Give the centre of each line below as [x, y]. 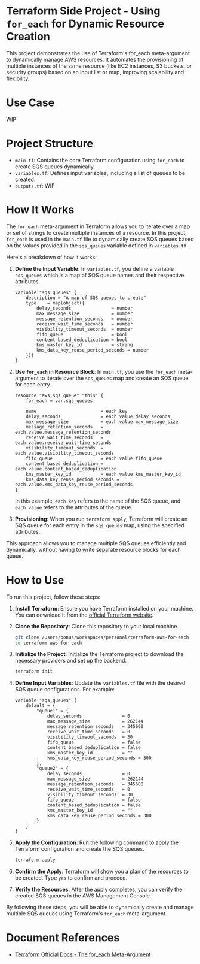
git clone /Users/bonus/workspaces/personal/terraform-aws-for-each [102, 637]
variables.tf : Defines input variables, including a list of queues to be [100, 173]
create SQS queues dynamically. [55, 167]
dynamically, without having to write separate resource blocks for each [93, 549]
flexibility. [18, 78]
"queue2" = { [53, 769]
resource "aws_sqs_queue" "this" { [59, 395]
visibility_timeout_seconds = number [85, 329]
